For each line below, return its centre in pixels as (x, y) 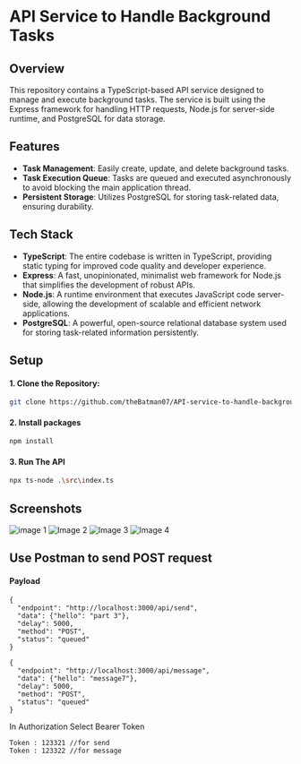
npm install (31, 442)
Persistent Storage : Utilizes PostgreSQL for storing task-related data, (150, 197)
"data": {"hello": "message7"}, (78, 678)
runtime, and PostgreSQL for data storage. (87, 119)
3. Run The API (37, 461)
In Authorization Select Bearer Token (77, 726)
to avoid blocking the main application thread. (107, 187)
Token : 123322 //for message (66, 751)
